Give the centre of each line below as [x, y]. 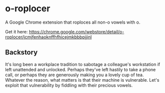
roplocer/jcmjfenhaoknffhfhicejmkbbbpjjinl [49, 37]
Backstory [22, 52]
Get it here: [17, 31]
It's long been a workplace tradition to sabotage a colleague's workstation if [82, 64]
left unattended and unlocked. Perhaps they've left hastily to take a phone [81, 69]
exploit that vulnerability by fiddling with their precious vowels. [69, 85]
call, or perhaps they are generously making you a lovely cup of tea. [75, 75]
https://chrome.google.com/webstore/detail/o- [77, 31]
